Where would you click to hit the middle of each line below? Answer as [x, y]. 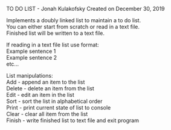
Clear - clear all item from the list [47, 114]
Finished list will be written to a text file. [55, 33]
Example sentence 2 [32, 57]
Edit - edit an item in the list [40, 95]
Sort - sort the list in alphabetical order [54, 101]
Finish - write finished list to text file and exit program [73, 120]
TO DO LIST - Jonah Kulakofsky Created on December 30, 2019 [85, 9]
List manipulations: [30, 76]
